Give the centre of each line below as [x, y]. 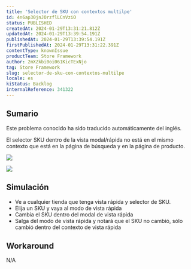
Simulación [28, 187]
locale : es [20, 78]
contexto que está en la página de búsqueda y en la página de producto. [96, 146]
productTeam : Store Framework [44, 56]
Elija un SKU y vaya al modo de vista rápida [68, 208]
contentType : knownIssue [37, 51]
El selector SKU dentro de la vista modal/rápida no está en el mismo [90, 140]
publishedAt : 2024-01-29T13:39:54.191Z [56, 39]
